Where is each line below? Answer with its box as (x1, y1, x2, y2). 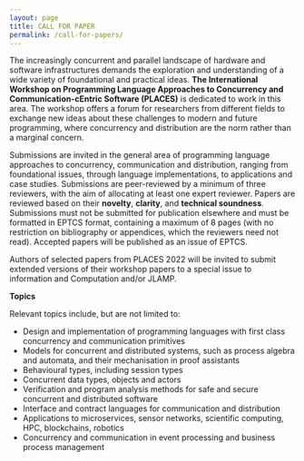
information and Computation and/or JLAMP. (9, 273, 177, 284)
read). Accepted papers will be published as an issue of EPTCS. (9, 237, 248, 248)
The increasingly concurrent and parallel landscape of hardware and (9, 55, 266, 66)
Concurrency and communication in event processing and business (22, 432, 276, 443)
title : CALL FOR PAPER (9, 22, 95, 31)
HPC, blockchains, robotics (22, 423, 124, 434)
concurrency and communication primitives (22, 336, 186, 347)
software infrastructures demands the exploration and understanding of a (9, 64, 284, 75)
